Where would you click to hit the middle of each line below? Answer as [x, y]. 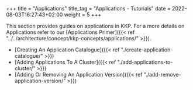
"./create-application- [147, 50]
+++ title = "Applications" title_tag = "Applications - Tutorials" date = [88, 8]
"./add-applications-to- [145, 62]
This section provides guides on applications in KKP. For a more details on [95, 26]
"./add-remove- [162, 75]
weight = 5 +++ [83, 15]
